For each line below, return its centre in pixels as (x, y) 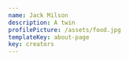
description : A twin (42, 23)
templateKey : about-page (49, 37)
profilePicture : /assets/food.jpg (65, 30)
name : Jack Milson (38, 15)
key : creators (31, 44)
